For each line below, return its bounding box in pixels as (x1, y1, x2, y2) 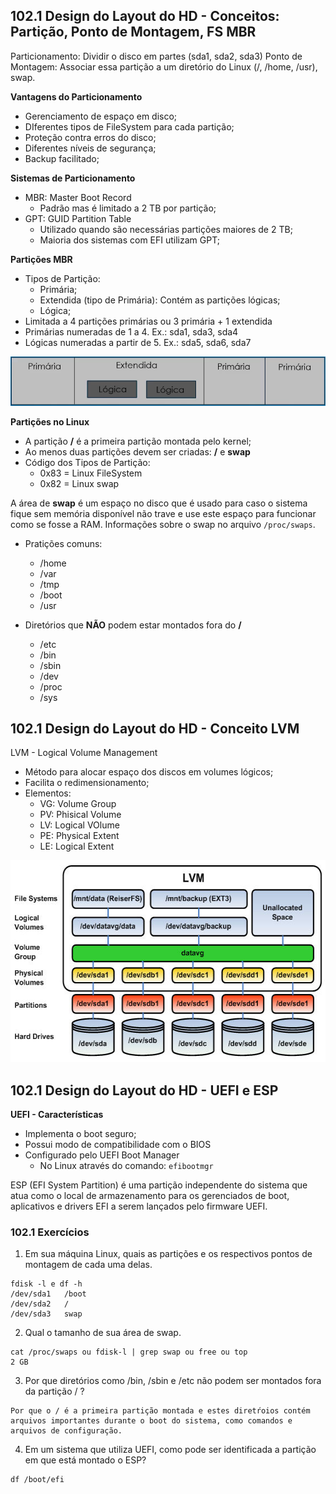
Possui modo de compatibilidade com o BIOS (24, 1139, 212, 1151)
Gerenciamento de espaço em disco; (24, 110, 178, 122)
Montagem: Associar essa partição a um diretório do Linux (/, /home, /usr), (10, 60, 318, 73)
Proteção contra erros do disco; (24, 131, 157, 143)
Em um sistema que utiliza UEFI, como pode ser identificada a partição (24, 1444, 317, 1456)
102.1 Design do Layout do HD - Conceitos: (10, 8, 280, 25)
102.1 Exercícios (10, 1225, 90, 1239)
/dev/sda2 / (10, 1299, 70, 1309)
